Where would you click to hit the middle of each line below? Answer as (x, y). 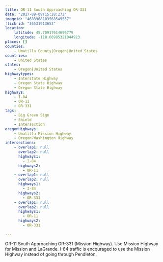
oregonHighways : (22, 129)
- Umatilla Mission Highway (42, 134)
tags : (11, 111)
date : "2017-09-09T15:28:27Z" (36, 14)
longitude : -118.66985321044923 (47, 37)
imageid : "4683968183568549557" (38, 19)
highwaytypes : (20, 74)
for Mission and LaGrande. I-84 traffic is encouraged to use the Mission (78, 249)
